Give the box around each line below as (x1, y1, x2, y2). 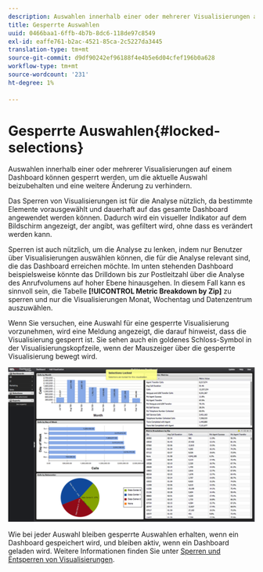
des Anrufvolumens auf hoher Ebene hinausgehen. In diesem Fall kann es (8, 279, 246, 288)
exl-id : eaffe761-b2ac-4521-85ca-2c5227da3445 (8, 38, 163, 46)
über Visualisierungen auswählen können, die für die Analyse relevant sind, (8, 253, 250, 263)
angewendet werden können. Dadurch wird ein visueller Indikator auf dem (8, 213, 247, 223)
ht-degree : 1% (8, 78, 55, 86)
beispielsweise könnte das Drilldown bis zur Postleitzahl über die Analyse (8, 270, 245, 279)
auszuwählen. (8, 303, 53, 313)
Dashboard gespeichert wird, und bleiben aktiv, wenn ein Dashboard (8, 538, 229, 548)
